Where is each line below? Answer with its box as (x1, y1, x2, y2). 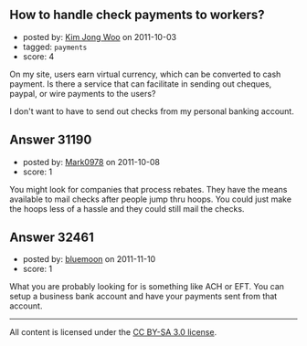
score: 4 (22, 50, 55, 62)
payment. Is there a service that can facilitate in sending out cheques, (9, 78, 272, 89)
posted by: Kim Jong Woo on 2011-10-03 (22, 31, 176, 42)
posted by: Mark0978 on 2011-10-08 (22, 156, 160, 167)
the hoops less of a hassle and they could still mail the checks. (9, 203, 245, 214)
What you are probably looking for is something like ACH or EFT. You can (9, 281, 285, 292)
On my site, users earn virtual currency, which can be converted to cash (9, 68, 281, 79)
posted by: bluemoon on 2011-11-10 (22, 254, 156, 265)
